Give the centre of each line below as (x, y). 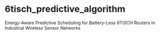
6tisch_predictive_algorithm (65, 9)
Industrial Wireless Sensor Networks (43, 28)
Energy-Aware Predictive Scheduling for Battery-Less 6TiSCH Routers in (80, 23)
